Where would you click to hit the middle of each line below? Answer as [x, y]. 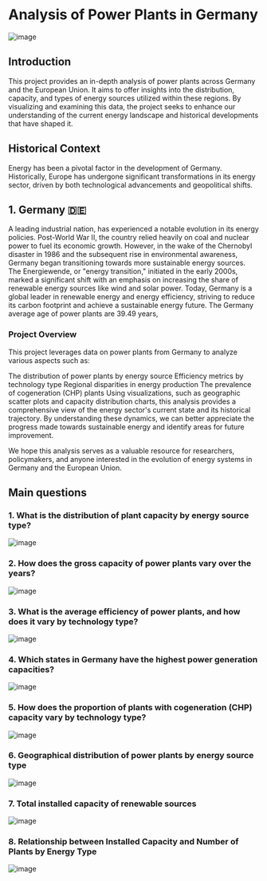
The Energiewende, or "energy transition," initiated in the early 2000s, [123, 271]
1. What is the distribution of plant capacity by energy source [129, 515]
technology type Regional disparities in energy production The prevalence [130, 384]
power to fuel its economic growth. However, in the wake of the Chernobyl [130, 246]
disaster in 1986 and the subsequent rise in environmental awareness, [123, 255]
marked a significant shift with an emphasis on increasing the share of [124, 280]
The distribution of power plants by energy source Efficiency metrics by [126, 376]
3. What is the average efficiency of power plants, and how [124, 611]
